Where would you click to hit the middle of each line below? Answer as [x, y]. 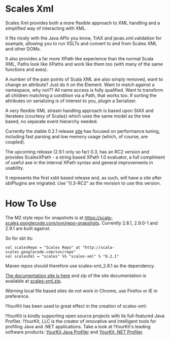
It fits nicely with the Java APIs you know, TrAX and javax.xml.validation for [83, 38]
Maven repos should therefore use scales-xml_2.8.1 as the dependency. [80, 266]
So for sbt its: [19, 238]
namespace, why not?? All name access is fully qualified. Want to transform [84, 90]
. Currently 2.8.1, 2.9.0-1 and [128, 223]
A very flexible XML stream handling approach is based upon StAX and [79, 110]
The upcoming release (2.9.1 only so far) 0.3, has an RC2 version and [77, 152]
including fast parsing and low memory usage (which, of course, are [77, 136]
